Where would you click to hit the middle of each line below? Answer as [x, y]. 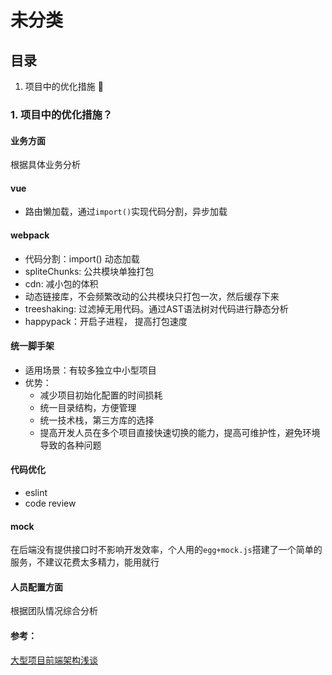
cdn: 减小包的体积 [61, 283]
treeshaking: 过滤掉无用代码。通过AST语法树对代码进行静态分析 [156, 308]
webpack [30, 235]
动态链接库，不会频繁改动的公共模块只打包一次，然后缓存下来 [152, 296]
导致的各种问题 [70, 445]
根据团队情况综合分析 [54, 611]
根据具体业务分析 [45, 165]
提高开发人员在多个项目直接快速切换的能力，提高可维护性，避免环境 [180, 432]
